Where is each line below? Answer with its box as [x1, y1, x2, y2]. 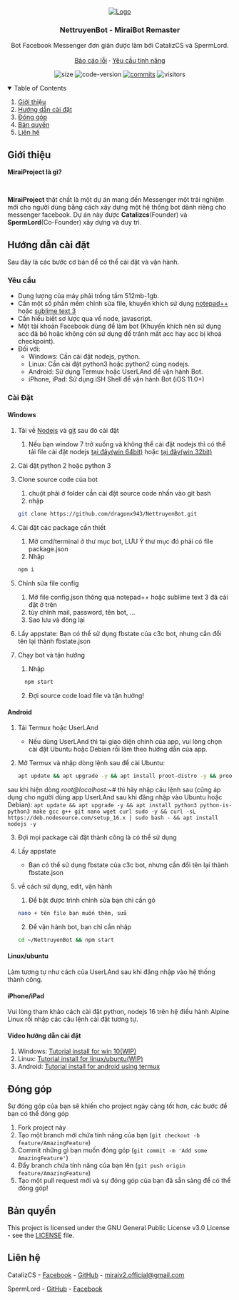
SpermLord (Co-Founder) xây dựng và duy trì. [7, 218, 142, 227]
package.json [28, 545, 68, 553]
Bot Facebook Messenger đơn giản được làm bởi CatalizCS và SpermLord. [10, 41, 230, 50]
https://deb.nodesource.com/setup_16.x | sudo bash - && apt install [7, 814, 219, 822]
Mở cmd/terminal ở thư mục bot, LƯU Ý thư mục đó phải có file [28, 537, 213, 546]
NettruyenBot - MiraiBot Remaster [59, 25, 180, 35]
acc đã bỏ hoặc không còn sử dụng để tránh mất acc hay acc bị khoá [17, 329, 222, 338]
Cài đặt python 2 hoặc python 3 [17, 461, 111, 470]
